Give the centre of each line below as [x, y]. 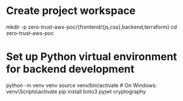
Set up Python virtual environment [91, 57]
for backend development [70, 69]
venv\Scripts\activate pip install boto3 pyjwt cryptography [76, 91]
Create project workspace [71, 11]
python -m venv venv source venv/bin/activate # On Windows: [82, 85]
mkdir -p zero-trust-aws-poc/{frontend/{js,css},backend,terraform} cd [91, 27]
